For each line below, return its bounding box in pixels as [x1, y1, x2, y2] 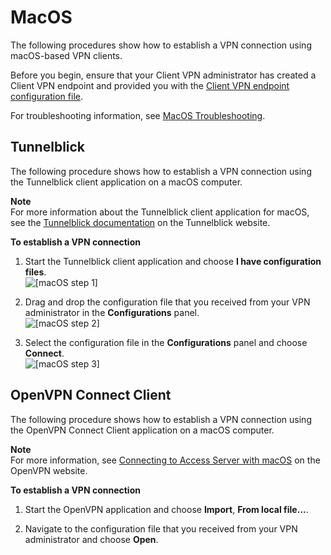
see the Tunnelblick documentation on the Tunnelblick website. [10, 216, 271, 228]
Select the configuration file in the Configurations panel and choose [24, 336, 308, 348]
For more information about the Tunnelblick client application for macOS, [10, 206, 310, 218]
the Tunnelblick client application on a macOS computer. [10, 176, 243, 188]
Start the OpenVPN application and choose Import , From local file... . [24, 503, 309, 515]
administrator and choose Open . [24, 533, 159, 545]
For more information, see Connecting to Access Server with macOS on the [10, 454, 321, 466]
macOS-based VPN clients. [10, 49, 123, 61]
